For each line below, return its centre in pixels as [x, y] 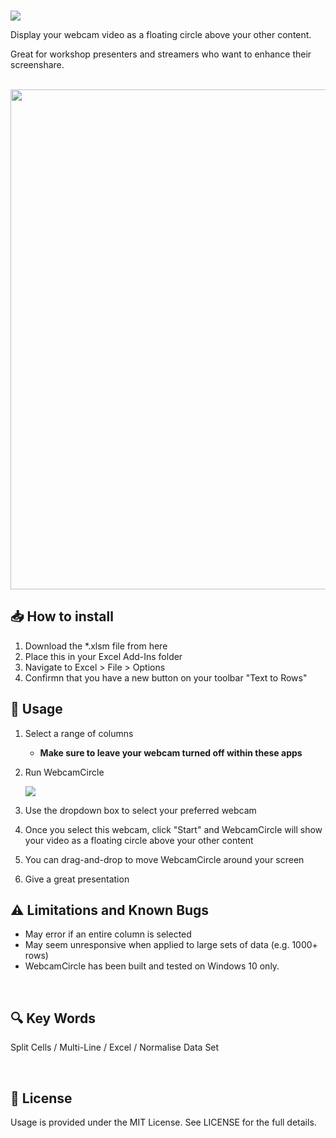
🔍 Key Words [53, 1018]
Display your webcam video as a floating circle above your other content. [161, 34]
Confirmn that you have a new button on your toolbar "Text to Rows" [166, 677]
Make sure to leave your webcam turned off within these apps [171, 752]
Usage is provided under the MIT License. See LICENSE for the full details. [163, 1122]
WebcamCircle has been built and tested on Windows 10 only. [152, 966]
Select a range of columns [79, 733]
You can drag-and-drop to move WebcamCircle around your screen [164, 859]
